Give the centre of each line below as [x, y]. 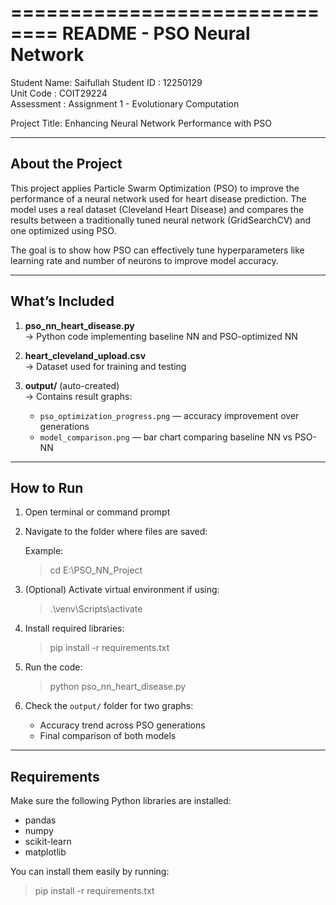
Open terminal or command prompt [97, 512]
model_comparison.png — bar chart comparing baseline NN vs [166, 437]
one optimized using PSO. [63, 230]
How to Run [47, 487]
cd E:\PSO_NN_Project [96, 570]
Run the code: [53, 667]
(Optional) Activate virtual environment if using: [122, 590]
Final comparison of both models [108, 736]
